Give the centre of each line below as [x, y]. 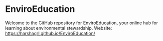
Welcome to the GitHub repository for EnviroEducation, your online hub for [82, 23]
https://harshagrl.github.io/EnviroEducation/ [50, 33]
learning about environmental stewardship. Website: [59, 28]
